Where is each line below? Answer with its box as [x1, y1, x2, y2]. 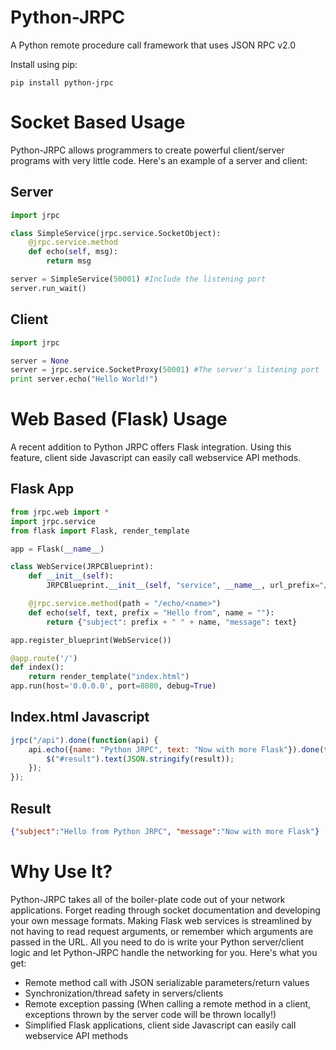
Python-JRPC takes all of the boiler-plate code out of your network [10, 893, 286, 905]
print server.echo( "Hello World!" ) [10, 374, 159, 385]
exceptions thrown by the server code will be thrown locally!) [24, 1008, 277, 1020]
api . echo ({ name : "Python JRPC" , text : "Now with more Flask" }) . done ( [28, 744, 325, 755]
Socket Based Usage [10, 111, 186, 134]
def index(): [10, 662, 65, 673]
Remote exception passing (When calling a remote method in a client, [24, 997, 312, 1010]
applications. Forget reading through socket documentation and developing [10, 904, 321, 916]
